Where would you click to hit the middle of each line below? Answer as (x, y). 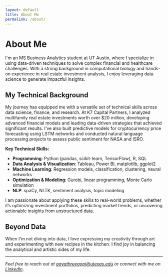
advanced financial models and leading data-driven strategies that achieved (83, 123)
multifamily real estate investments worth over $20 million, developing (77, 118)
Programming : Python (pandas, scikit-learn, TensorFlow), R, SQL (79, 159)
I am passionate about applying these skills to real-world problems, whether (83, 200)
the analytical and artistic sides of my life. (48, 249)
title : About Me (22, 15)
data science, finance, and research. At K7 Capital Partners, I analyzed (78, 112)
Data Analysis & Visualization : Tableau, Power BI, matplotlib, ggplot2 (84, 164)
